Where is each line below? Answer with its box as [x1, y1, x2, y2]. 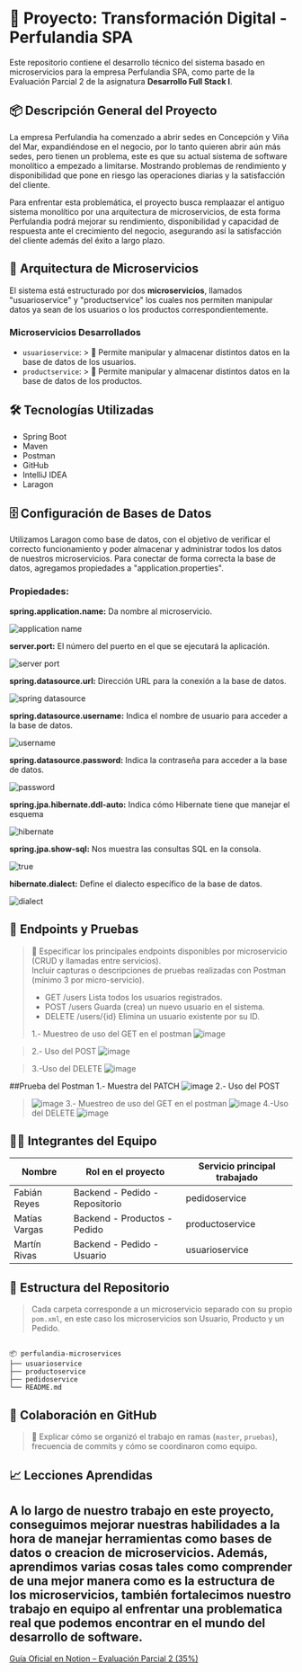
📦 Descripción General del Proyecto [9, 103, 218, 119]
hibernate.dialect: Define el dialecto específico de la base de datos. [9, 878, 262, 889]
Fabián [13, 1187, 43, 1199]
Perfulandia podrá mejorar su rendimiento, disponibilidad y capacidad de [9, 216, 280, 227]
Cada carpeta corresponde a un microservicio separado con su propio [31, 1303, 293, 1315]
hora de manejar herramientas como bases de [9, 1531, 272, 1546]
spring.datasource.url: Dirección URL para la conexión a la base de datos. [9, 675, 287, 686]
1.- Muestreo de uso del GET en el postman [31, 1028, 192, 1039]
